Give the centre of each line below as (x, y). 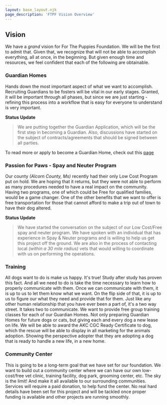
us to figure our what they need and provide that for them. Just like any (78, 299)
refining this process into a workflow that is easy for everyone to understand (84, 102)
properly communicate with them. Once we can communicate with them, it (82, 288)
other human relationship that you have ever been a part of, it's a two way (81, 304)
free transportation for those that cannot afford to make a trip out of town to (83, 202)
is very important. (23, 107)
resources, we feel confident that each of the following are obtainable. (77, 62)
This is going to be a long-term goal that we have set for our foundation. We (83, 365)
